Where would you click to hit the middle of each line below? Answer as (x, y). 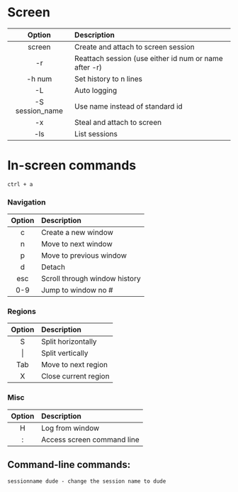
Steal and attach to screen (118, 122)
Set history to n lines (108, 79)
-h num (39, 79)
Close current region (75, 376)
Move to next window (77, 244)
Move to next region (75, 365)
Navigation (27, 202)
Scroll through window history (91, 279)
